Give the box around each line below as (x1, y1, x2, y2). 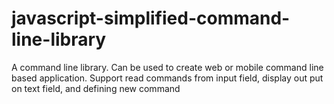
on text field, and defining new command (11, 82, 181, 94)
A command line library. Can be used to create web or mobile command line (11, 61, 324, 73)
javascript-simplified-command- (11, 7, 291, 30)
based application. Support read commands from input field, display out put (11, 72, 324, 84)
